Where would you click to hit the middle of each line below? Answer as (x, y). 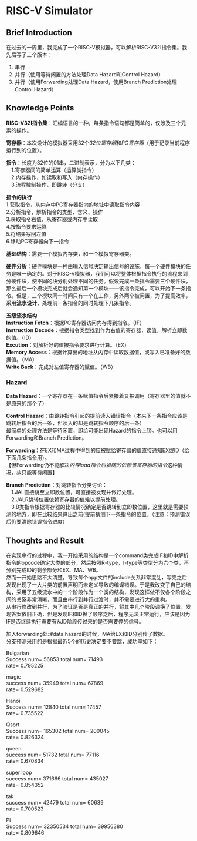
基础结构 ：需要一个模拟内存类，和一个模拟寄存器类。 (70, 253)
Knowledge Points (40, 108)
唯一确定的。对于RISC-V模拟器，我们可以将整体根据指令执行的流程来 (99, 273)
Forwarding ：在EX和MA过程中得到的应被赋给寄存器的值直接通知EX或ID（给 (98, 450)
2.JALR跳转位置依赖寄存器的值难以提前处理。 (66, 500)
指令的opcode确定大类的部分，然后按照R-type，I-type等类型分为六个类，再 (98, 562)
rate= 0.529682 (25, 689)
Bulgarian (18, 653)
